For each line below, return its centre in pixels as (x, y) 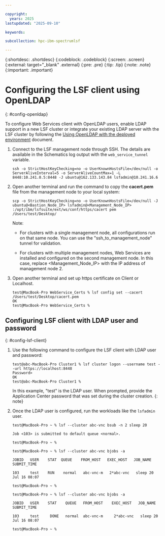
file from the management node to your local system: (66, 192)
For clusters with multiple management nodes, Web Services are (85, 253)
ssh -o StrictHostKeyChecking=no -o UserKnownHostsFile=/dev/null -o (85, 169)
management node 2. (41, 269)
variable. (21, 160)
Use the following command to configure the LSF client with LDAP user (84, 350)
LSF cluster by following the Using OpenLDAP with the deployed (70, 135)
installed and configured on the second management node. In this (86, 258)
